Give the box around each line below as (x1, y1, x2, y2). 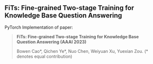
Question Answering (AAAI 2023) (16, 39, 87, 45)
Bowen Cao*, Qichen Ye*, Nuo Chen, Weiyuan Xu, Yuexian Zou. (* (16, 48, 149, 54)
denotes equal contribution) (16, 53, 73, 59)
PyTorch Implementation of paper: (4, 24, 73, 30)
